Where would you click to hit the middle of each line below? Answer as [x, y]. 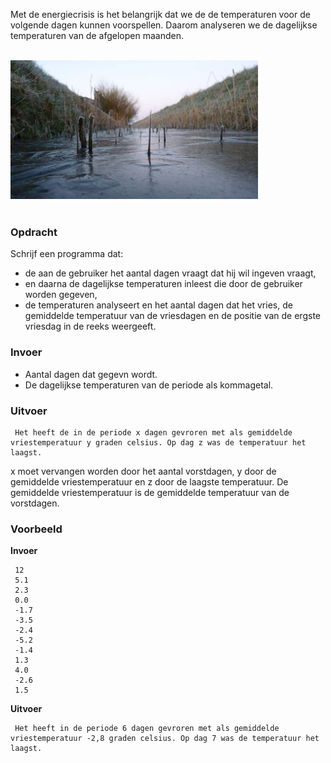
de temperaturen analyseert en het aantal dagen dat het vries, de [158, 305]
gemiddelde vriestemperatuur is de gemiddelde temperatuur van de [150, 492]
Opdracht [34, 232]
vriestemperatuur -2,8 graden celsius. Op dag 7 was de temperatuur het [165, 739]
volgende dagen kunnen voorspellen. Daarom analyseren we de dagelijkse [164, 25]
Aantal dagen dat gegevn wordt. [91, 374]
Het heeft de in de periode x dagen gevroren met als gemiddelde [153, 432]
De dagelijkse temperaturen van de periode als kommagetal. [149, 385]
